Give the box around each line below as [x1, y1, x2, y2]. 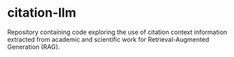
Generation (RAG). [7, 42, 60, 51]
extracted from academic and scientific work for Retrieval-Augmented [7, 35, 209, 43]
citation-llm [7, 5, 76, 21]
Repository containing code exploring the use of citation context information [7, 28, 228, 36]
